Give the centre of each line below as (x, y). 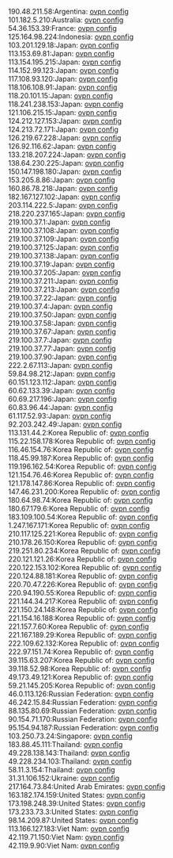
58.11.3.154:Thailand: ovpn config (62, 770)
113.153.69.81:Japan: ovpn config (61, 54)
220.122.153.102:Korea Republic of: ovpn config (85, 567)
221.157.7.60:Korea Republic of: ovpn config (79, 626)
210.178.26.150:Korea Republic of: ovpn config (83, 542)
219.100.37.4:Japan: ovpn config (60, 306)
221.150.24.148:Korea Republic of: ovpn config (83, 609)
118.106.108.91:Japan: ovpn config (63, 87)
